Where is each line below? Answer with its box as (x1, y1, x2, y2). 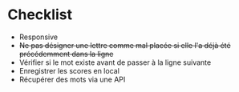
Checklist (7, 6, 73, 24)
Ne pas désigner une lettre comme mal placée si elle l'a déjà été (18, 40, 231, 50)
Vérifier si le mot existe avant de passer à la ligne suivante (18, 58, 212, 67)
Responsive (18, 32, 58, 42)
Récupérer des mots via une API (18, 74, 126, 84)
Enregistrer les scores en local (18, 66, 119, 75)
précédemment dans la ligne (18, 49, 114, 58)
